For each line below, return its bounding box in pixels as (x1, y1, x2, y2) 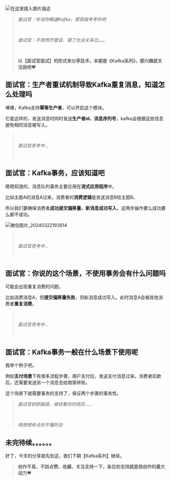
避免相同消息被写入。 (5, 121, 50, 128)
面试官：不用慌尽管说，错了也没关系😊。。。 (17, 37, 108, 43)
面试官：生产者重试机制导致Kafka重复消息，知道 (5, 81, 159, 89)
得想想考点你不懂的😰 (17, 422, 63, 428)
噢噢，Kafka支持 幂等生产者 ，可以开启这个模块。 (5, 105, 107, 111)
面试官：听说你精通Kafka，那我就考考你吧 (17, 16, 106, 22)
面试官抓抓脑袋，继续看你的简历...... (17, 401, 93, 408)
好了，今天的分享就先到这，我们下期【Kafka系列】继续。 (5, 453, 125, 459)
